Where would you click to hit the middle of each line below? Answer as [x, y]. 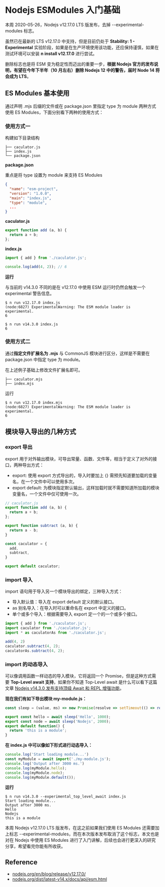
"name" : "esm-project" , [34, 189]
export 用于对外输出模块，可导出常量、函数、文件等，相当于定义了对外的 [79, 459]
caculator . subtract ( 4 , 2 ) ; [33, 646]
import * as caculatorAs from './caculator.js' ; [56, 633]
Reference [21, 862]
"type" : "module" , [28, 203]
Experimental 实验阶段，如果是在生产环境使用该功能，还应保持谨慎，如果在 [82, 47]
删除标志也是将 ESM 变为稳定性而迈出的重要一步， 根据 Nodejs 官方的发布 [80, 64]
